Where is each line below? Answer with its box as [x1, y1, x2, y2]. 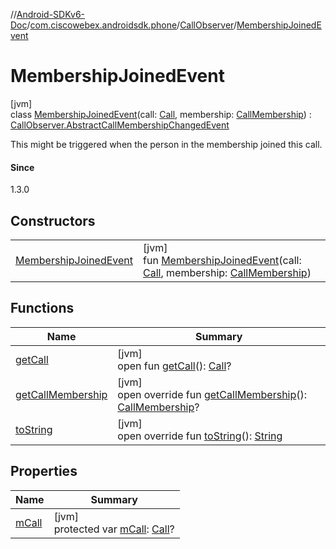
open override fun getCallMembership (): [117, 387, 308, 401]
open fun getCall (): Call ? [117, 359, 232, 373]
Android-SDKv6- [16, 9, 86, 20]
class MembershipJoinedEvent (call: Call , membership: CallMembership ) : [10, 108, 312, 120]
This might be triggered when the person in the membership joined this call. [10, 138, 323, 150]
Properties [10, 463, 78, 480]
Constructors [10, 212, 96, 229]
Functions [10, 300, 75, 317]
